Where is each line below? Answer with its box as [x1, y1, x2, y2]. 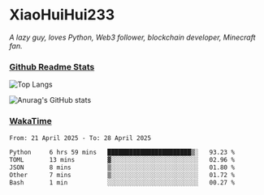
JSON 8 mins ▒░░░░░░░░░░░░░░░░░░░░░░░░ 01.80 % [9, 163, 235, 172]
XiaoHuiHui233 [9, 6, 115, 24]
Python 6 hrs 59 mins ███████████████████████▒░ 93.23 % [9, 148, 235, 157]
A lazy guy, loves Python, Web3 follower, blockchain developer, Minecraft [9, 32, 256, 42]
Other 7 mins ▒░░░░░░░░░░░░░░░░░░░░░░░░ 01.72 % [9, 172, 235, 180]
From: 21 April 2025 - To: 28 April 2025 [9, 134, 152, 142]
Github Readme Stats [9, 61, 95, 72]
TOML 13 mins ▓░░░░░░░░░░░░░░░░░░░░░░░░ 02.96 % [9, 156, 235, 164]
